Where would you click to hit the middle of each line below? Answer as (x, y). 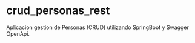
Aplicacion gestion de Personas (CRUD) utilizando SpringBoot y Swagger (98, 27)
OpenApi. (18, 33)
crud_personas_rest (58, 11)
